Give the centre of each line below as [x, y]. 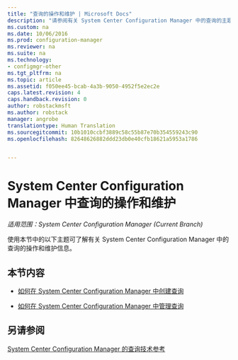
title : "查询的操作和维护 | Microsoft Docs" [70, 14]
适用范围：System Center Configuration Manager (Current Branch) [105, 224]
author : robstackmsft [39, 106]
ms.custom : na [28, 27]
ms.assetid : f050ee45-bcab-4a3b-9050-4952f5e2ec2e [84, 86]
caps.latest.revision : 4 [44, 93]
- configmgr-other [34, 66]
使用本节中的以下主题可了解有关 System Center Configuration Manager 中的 [118, 239]
